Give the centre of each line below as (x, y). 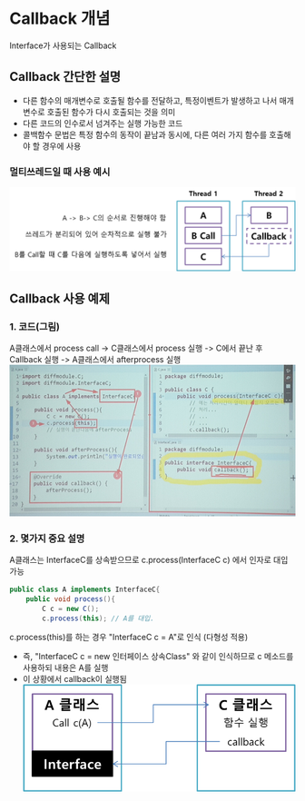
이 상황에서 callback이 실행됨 (74, 678)
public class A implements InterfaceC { (85, 590)
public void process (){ (71, 599)
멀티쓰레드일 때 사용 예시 (60, 172)
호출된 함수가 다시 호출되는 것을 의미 (111, 112)
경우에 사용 (62, 145)
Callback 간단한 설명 (65, 77)
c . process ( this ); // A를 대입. (98, 618)
